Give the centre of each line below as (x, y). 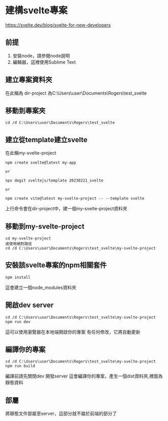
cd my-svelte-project (28, 238)
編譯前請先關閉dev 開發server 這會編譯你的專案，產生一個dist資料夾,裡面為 (84, 376)
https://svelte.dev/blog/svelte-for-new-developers (58, 25)
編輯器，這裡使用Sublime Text (44, 62)
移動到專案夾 (25, 110)
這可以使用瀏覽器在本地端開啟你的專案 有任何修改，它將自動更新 (73, 332)
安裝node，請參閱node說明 (41, 56)
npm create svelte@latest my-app (41, 163)
